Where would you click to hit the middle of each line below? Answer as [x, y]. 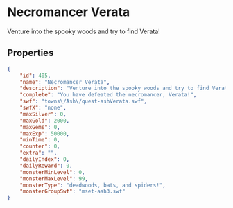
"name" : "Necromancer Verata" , [65, 82]
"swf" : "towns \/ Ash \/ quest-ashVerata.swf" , [84, 101]
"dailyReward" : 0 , [46, 166]
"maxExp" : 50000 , [45, 133]
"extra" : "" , [38, 153]
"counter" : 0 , [40, 146]
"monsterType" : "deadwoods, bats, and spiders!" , [93, 185]
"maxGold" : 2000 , [45, 121]
